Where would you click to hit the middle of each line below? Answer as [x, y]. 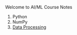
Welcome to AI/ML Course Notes [39, 7]
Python [20, 17]
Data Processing [29, 27]
